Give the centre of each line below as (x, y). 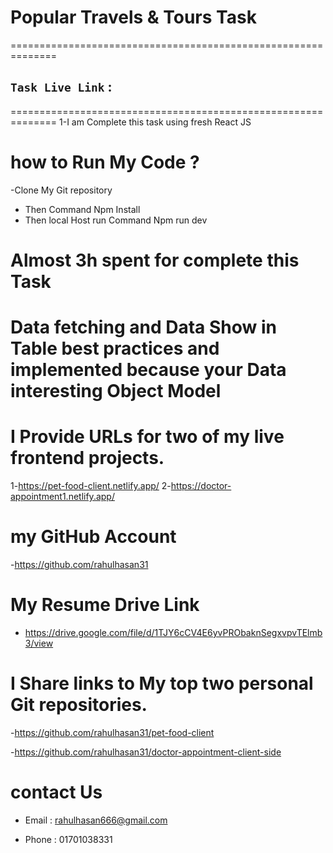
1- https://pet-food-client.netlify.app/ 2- (91, 485)
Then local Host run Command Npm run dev (116, 220)
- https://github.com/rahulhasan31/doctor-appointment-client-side (146, 752)
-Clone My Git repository (61, 190)
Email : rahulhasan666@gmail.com (96, 820)
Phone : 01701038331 (68, 839)
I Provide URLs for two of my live (147, 437)
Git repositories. (79, 705)
